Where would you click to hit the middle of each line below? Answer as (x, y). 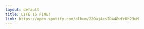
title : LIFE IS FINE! (28, 14)
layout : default (22, 10)
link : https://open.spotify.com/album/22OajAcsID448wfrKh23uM (72, 19)
